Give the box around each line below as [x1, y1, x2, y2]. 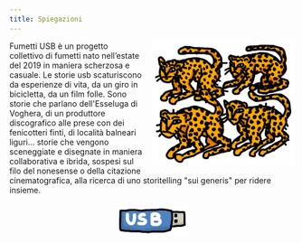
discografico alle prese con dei [9, 117, 125, 128]
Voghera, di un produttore [9, 107, 106, 118]
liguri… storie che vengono [9, 136, 109, 147]
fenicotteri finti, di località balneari [9, 126, 137, 137]
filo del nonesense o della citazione [9, 165, 142, 176]
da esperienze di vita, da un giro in [9, 79, 138, 89]
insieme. [9, 184, 42, 195]
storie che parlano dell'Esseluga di [9, 98, 138, 108]
